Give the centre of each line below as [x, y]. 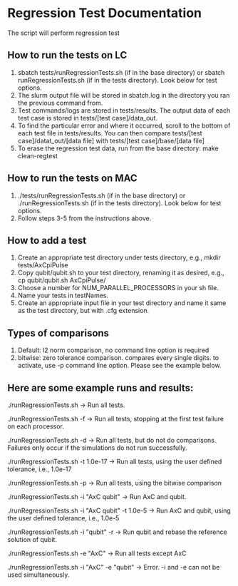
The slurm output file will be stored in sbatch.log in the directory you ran [124, 95]
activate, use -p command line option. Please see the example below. [119, 366]
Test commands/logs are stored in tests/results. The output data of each [124, 110]
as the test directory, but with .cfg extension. [83, 311]
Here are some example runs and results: [100, 387]
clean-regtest [38, 155]
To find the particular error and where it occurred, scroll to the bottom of [124, 125]
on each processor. [36, 426]
